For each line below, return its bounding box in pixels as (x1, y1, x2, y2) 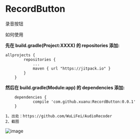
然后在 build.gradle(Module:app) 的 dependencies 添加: (5, 84, 125, 90)
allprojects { (5, 52, 36, 58)
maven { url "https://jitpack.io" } (32, 66, 111, 71)
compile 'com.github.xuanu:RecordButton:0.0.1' (32, 99, 136, 104)
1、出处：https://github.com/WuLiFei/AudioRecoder (5, 113, 112, 119)
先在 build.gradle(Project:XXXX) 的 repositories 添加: (5, 42, 120, 49)
